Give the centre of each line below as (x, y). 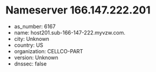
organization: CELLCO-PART (49, 51)
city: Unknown (31, 39)
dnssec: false (30, 64)
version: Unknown (36, 57)
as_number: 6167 (35, 26)
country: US (29, 45)
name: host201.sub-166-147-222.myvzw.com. (70, 32)
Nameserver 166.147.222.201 (78, 10)
